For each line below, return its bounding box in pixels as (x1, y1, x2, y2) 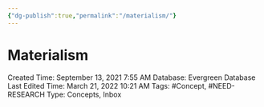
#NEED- (208, 81, 235, 90)
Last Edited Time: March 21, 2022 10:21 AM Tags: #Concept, (7, 81, 207, 90)
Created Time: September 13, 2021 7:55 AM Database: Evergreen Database (7, 73, 256, 82)
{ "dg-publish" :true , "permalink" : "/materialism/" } (7, 11, 177, 20)
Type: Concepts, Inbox (47, 89, 122, 99)
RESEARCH (7, 89, 46, 99)
